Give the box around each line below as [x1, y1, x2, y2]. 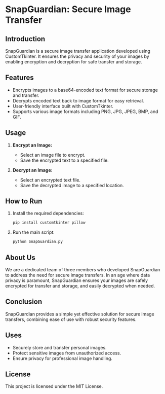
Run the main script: [12, 229, 55, 235]
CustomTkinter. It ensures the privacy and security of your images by [5, 53, 149, 59]
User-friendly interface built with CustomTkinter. [12, 103, 114, 109]
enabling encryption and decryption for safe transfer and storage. [5, 59, 143, 64]
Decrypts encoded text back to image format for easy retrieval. [12, 97, 144, 103]
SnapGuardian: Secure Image [5, 4, 131, 15]
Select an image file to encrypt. [20, 152, 86, 158]
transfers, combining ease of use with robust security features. [5, 316, 137, 323]
